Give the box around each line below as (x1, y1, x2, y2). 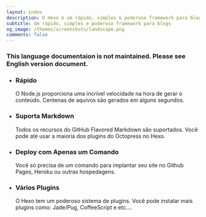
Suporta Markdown (15, 112, 75, 120)
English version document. (6, 59, 88, 68)
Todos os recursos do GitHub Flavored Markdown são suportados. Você (15, 126, 198, 133)
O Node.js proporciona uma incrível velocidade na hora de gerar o (15, 90, 183, 97)
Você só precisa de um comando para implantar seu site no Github (15, 161, 184, 169)
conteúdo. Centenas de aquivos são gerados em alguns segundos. (15, 96, 185, 104)
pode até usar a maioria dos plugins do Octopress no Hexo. (15, 132, 166, 140)
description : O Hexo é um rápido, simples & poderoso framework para (6, 15, 188, 21)
